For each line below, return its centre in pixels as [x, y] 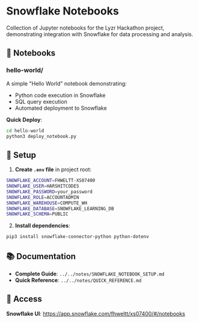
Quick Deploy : [24, 119]
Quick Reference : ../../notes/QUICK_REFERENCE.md [78, 280]
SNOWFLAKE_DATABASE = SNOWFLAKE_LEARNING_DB [60, 209]
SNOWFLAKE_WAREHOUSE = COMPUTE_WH [47, 203]
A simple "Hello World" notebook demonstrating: [67, 83]
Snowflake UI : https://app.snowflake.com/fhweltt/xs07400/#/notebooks [96, 313]
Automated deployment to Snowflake [61, 108]
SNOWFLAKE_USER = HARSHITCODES [43, 186]
